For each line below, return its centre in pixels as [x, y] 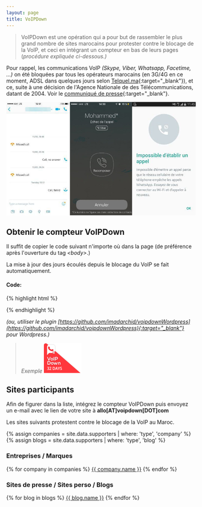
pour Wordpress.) [28, 334]
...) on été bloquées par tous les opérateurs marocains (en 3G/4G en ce [95, 74]
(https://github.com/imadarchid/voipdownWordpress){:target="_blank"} [95, 328]
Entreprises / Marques [40, 456]
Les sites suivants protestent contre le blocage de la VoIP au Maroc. [90, 422]
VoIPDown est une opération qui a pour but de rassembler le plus [102, 37]
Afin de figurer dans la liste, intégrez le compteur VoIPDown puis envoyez [97, 404]
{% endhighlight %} [31, 309]
